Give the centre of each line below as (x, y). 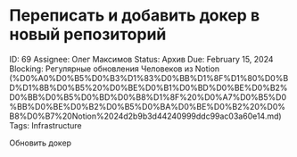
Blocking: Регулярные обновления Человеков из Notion (115, 69)
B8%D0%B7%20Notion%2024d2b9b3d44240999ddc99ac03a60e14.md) (146, 116)
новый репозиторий (88, 34)
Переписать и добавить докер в (135, 16)
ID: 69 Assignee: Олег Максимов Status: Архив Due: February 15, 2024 (141, 59)
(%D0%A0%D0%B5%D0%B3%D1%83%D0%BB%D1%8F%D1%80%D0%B (149, 78)
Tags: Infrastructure (45, 125)
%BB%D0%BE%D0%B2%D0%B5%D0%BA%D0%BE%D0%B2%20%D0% (148, 106)
